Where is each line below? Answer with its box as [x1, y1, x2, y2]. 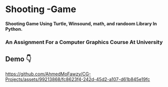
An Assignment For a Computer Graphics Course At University [5, 38, 163, 46]
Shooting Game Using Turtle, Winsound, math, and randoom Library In [5, 20, 157, 26]
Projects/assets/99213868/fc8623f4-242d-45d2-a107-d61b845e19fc [5, 76, 150, 82]
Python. [5, 26, 23, 32]
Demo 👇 [5, 55, 32, 64]
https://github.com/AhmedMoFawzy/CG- [5, 71, 91, 77]
